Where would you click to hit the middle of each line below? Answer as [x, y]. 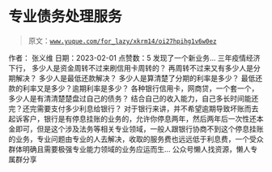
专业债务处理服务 [66, 17]
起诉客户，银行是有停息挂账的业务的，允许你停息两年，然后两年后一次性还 [132, 118]
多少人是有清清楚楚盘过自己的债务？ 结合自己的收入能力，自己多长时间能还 [134, 98]
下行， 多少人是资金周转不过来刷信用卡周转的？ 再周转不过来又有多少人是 [131, 68]
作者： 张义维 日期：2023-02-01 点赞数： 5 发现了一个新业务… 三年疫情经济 [134, 58]
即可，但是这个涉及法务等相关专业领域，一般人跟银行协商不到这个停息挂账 [139, 129]
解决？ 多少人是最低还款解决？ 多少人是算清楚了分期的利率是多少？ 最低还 [139, 78]
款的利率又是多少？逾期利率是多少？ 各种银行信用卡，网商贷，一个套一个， [134, 88]
